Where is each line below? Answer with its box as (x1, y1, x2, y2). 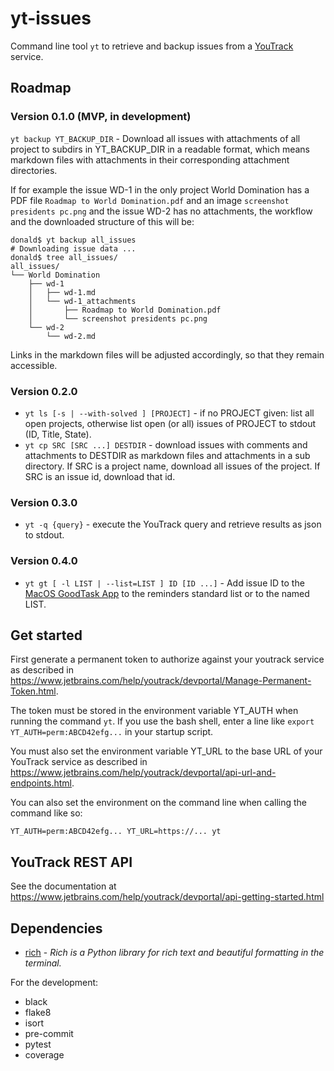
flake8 (24, 1006, 52, 1018)
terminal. (24, 957, 62, 969)
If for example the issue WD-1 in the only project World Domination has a (10, 183, 310, 196)
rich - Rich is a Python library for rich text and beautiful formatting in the (24, 946, 325, 958)
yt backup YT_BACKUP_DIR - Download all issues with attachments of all (10, 132, 301, 144)
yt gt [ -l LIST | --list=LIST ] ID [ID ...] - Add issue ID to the (24, 577, 305, 589)
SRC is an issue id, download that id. (24, 470, 176, 482)
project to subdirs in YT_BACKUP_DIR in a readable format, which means (10, 143, 310, 155)
